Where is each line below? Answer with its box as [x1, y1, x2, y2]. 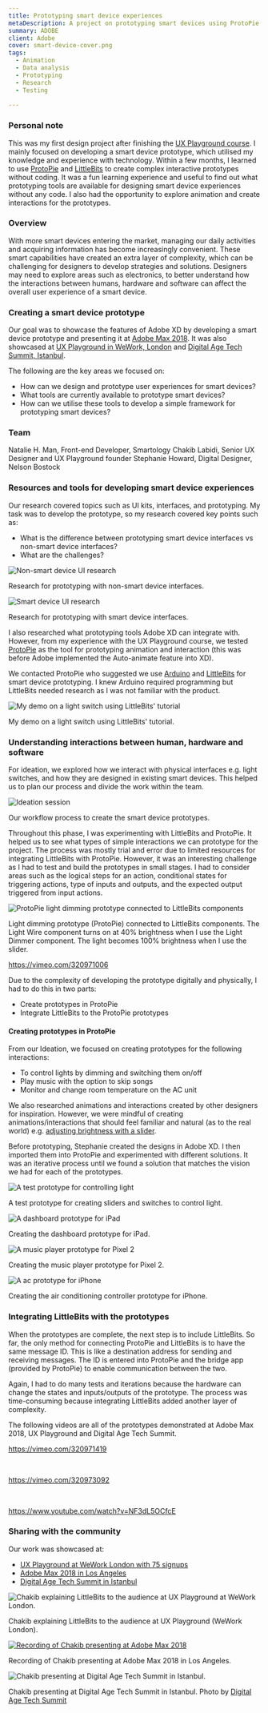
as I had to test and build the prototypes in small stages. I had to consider [8, 862, 250, 873]
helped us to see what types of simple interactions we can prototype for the [8, 837, 258, 847]
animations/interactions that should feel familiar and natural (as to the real [8, 1117, 252, 1127]
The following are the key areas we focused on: [8, 366, 166, 376]
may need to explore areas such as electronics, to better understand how [8, 270, 250, 279]
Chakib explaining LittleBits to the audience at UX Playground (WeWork [8, 1616, 242, 1626]
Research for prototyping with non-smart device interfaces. [8, 581, 204, 591]
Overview [8, 218, 47, 229]
